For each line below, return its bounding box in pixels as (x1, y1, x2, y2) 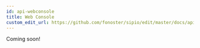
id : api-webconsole (6, 8, 55, 15)
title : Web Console (6, 14, 55, 20)
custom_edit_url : (6, 19, 49, 25)
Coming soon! (6, 36, 40, 43)
